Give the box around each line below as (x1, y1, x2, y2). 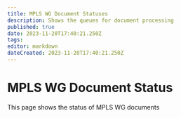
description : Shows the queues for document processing (7, 17, 174, 24)
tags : (7, 37, 23, 44)
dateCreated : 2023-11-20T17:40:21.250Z (7, 50, 124, 57)
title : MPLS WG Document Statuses (7, 10, 109, 18)
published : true (7, 23, 55, 30)
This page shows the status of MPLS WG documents (7, 103, 160, 111)
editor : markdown (7, 43, 58, 50)
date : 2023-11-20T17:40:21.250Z (7, 29, 102, 37)
